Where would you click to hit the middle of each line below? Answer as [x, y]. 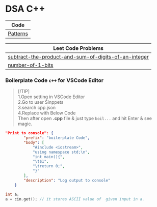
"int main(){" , [49, 157]
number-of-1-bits [31, 65]
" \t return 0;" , [49, 166]
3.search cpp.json [37, 108]
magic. [25, 124]
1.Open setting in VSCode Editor [51, 97]
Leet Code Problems [78, 48]
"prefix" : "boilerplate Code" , [57, 138]
